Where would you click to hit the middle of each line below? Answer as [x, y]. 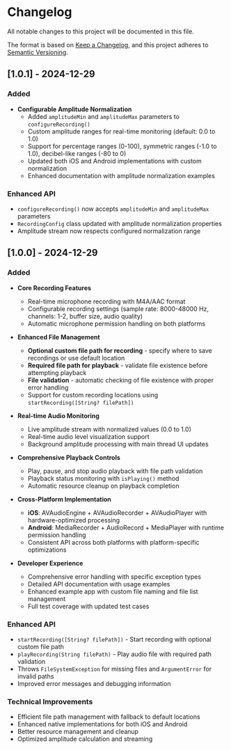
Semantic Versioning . [38, 52]
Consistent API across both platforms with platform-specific [113, 542]
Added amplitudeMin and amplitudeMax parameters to [103, 116]
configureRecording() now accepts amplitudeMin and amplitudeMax [113, 209]
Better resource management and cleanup [78, 732]
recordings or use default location [76, 358]
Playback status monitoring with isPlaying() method [103, 478]
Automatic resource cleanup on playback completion [103, 486]
